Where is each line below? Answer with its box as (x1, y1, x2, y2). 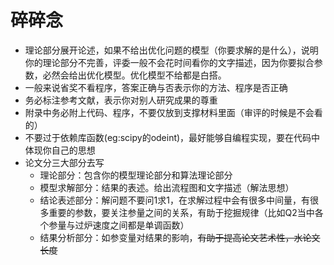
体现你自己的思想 (24, 144, 96, 156)
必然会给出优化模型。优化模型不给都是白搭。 (42, 69, 227, 81)
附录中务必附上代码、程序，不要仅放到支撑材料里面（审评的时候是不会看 (24, 106, 323, 118)
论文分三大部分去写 (24, 156, 105, 168)
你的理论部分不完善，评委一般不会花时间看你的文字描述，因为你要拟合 (24, 56, 315, 68)
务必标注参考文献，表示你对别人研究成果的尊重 (24, 94, 218, 106)
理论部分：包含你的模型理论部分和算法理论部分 (39, 169, 233, 181)
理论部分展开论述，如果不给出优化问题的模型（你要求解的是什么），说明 (24, 44, 319, 56)
